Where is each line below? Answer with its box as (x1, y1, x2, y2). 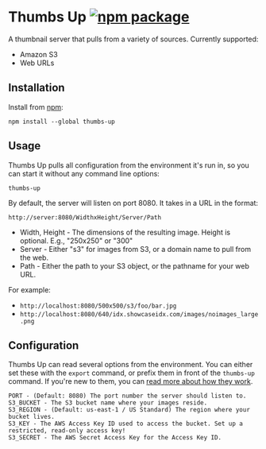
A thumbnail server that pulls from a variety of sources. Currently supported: (8, 34, 259, 44)
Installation (8, 81, 65, 95)
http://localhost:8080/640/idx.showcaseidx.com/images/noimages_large (19, 310, 259, 318)
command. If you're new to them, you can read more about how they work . (8, 377, 253, 386)
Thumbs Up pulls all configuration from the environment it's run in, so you (8, 160, 250, 170)
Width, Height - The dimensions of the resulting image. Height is (19, 227, 231, 237)
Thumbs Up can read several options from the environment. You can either (8, 360, 253, 370)
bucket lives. (8, 413, 56, 421)
